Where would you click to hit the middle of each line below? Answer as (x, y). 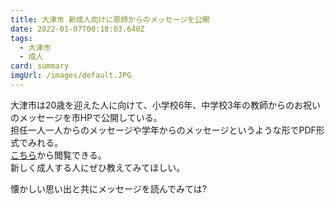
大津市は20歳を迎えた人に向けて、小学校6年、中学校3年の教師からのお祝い (165, 105)
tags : (21, 38)
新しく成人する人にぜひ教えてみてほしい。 (98, 167)
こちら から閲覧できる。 (58, 155)
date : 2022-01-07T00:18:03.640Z (77, 29)
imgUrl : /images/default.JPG (71, 76)
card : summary (40, 66)
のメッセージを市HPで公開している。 (86, 117)
